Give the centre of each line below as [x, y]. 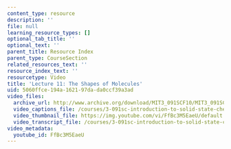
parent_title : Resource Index [51, 52]
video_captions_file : [44, 109]
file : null [23, 26]
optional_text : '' [33, 45]
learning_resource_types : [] [49, 33]
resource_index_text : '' [43, 71]
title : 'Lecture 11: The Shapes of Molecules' [75, 84]
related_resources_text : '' [47, 65]
